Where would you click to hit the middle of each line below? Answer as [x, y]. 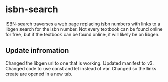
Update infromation [37, 50]
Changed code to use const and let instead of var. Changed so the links [81, 68]
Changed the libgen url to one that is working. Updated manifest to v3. [79, 63]
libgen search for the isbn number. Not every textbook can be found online [84, 29]
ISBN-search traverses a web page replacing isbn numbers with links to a [83, 24]
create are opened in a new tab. [39, 74]
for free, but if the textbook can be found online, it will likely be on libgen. [82, 34]
